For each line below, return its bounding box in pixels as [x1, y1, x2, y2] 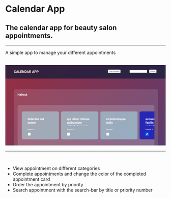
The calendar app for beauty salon [5, 23, 117, 32]
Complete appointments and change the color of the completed [12, 171, 146, 177]
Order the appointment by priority [12, 181, 83, 187]
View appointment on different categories [12, 165, 100, 171]
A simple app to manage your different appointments [5, 49, 116, 55]
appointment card [12, 176, 50, 182]
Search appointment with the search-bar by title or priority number [12, 187, 153, 193]
